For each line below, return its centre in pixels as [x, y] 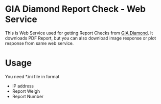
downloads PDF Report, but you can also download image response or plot [80, 38]
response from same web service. [40, 43]
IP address [23, 86]
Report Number [28, 96]
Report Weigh [26, 91]
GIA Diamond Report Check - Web [75, 9]
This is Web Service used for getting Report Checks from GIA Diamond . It [79, 33]
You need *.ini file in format [32, 76]
